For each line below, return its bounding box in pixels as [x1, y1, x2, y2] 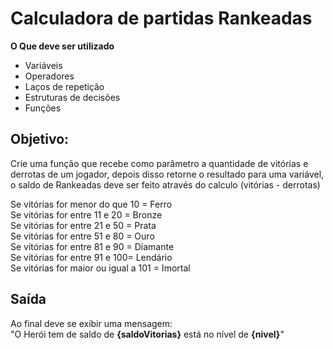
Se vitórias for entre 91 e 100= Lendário [10, 251, 173, 263]
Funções [24, 102, 62, 114]
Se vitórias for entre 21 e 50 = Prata [10, 219, 157, 231]
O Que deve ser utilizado [10, 40, 115, 52]
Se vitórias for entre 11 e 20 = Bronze [10, 208, 163, 221]
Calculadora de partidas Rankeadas [10, 7, 313, 30]
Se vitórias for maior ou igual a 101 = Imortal [10, 262, 191, 274]
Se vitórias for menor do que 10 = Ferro [10, 198, 173, 210]
